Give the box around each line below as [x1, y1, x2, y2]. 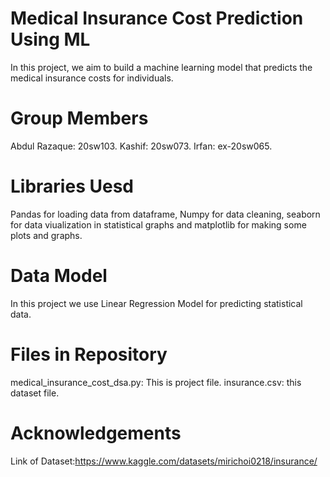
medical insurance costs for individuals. [10, 72, 174, 84]
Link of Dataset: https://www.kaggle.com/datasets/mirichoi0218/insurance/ [10, 455, 318, 467]
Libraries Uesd [10, 175, 134, 198]
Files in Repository [10, 343, 168, 366]
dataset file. [10, 387, 60, 399]
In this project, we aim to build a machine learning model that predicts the [10, 61, 313, 73]
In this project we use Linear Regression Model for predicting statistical [10, 297, 303, 309]
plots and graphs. [10, 229, 83, 241]
